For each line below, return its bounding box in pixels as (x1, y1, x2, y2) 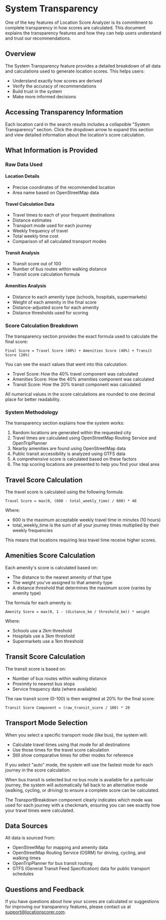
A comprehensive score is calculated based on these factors (12, 456, 137, 462)
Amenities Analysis (5, 283, 46, 289)
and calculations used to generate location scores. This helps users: (5, 68, 145, 74)
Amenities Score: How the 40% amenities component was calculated (12, 376, 155, 382)
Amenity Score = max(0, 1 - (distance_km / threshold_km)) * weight (5, 609, 150, 614)
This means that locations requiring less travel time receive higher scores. (5, 537, 157, 543)
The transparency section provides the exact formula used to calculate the (5, 333, 158, 339)
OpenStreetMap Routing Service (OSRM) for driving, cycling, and (12, 850, 146, 856)
